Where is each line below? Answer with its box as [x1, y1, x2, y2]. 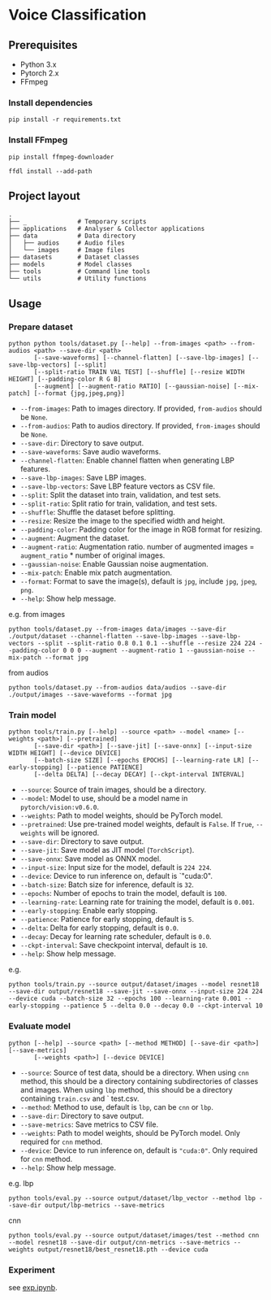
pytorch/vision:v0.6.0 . [19, 802, 100, 812]
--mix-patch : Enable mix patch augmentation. [19, 567, 173, 578]
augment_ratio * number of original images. [19, 550, 166, 560]
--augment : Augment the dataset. [19, 533, 130, 543]
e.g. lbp [8, 1178, 34, 1188]
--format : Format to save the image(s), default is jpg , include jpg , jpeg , [19, 576, 257, 586]
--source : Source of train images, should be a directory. [19, 785, 207, 794]
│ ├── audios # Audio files [8, 239, 126, 247]
